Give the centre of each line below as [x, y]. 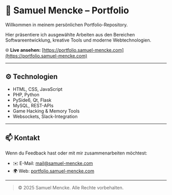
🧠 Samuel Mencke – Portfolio [67, 11]
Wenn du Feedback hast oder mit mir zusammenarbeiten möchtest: [76, 153]
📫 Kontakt [23, 138]
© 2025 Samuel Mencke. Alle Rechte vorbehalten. [71, 187]
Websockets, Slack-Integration [45, 116]
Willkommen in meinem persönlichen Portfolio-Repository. [67, 25]
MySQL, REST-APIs [33, 105]
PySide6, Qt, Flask [32, 100]
